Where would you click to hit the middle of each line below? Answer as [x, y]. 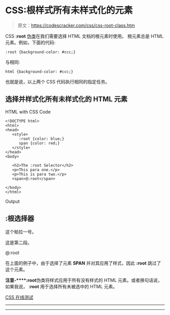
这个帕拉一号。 [21, 231]
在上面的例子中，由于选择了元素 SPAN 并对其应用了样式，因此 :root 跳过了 [83, 263]
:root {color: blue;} [41, 139]
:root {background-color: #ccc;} [40, 52]
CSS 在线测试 [19, 297]
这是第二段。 [18, 242]
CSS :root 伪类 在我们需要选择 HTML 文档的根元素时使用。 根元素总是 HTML [84, 36]
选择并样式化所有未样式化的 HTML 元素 [67, 99]
